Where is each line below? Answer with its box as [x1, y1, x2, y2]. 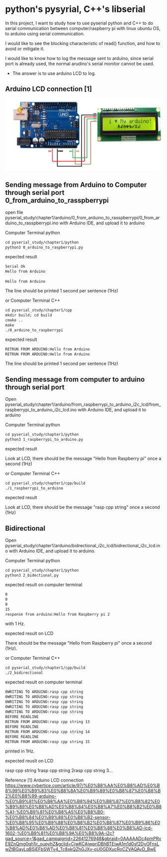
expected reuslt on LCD [5, 758, 54, 764]
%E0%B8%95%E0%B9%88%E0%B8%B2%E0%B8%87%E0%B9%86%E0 [5, 820, 161, 826]
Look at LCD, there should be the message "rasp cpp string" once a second [5, 504, 160, 510]
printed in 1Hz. [5, 748, 35, 754]
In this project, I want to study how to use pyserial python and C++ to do [5, 20, 153, 26]
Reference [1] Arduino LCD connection [5, 777, 84, 783]
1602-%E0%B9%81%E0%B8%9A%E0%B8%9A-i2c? [5, 831, 115, 836]
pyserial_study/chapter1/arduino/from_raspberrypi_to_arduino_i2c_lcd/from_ [5, 401, 162, 408]
